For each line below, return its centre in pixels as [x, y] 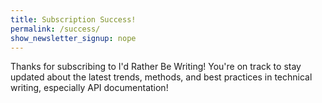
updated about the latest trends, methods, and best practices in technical [161, 77]
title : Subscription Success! [73, 19]
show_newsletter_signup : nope [73, 38]
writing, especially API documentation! [89, 88]
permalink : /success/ [55, 29]
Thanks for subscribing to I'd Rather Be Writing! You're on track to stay [156, 67]
